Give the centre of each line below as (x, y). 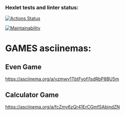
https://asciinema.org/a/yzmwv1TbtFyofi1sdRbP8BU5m (62, 79)
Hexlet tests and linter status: (42, 8)
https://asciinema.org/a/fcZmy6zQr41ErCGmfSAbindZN (63, 107)
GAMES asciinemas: (48, 48)
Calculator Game (32, 95)
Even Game (23, 67)
